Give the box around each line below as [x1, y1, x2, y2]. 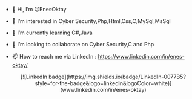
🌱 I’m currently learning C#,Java [12, 29, 93, 36]
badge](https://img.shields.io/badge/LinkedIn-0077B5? [48, 73, 187, 80]
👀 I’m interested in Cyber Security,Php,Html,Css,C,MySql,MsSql [12, 18, 171, 24]
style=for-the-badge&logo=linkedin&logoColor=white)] [35, 80, 172, 87]
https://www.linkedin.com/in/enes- [98, 53, 185, 60]
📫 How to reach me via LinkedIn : [12, 53, 97, 60]
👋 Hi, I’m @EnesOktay [12, 6, 67, 13]
